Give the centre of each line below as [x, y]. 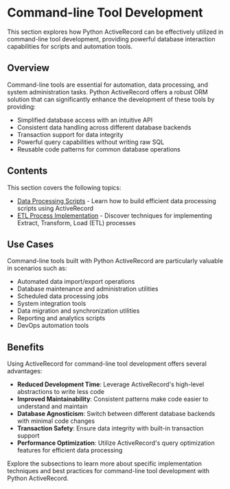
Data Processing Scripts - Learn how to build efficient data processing [116, 200]
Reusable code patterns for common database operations [99, 149]
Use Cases [31, 244]
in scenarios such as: [37, 268]
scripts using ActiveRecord [55, 208]
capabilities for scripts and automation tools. [70, 46]
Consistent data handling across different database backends [104, 127]
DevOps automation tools [53, 326]
